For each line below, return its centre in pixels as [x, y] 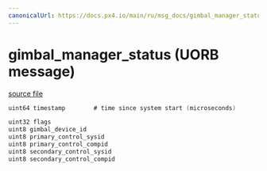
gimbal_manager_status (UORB [114, 54]
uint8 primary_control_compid [58, 144]
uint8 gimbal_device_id [48, 130]
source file [26, 93]
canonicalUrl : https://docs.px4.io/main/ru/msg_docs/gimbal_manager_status [136, 15]
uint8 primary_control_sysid [56, 137]
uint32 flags [30, 122]
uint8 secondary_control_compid [62, 159]
